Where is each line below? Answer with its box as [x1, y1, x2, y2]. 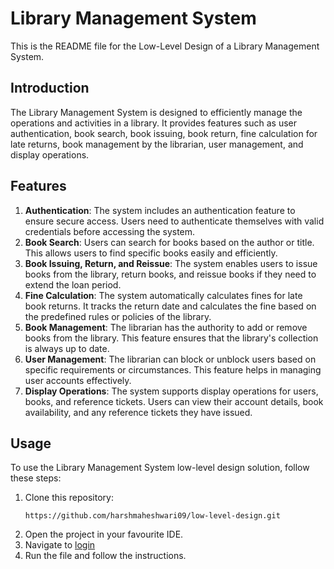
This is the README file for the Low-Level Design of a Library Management [10, 40, 320, 52]
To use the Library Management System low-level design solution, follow [10, 462, 310, 474]
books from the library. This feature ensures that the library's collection [24, 332, 319, 344]
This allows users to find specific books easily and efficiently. [24, 247, 278, 259]
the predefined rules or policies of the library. [24, 310, 212, 322]
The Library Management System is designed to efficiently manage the [10, 106, 303, 118]
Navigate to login [24, 539, 96, 551]
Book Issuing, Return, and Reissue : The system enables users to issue [24, 257, 318, 269]
